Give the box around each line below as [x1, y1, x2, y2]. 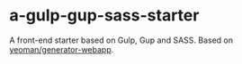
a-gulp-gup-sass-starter [9, 5, 200, 26]
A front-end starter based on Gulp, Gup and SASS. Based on [9, 35, 234, 45]
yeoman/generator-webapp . [9, 44, 114, 54]
